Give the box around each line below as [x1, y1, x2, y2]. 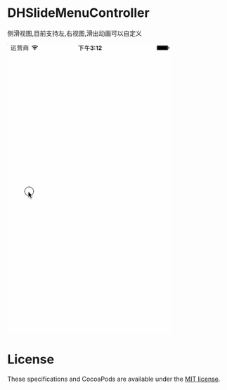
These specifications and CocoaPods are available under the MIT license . [7, 375, 221, 383]
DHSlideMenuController [7, 5, 150, 21]
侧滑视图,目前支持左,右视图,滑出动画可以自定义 [7, 29, 143, 37]
